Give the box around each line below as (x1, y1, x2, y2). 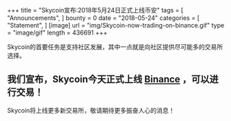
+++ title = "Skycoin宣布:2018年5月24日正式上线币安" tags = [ (7, 6, 184, 14)
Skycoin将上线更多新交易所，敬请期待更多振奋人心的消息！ (7, 106, 175, 114)
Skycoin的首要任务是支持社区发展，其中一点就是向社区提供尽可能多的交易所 (7, 43, 223, 50)
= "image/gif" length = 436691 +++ (7, 28, 108, 37)
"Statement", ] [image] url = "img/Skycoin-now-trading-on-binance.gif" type (7, 21, 225, 29)
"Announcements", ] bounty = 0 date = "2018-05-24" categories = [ (7, 14, 200, 22)
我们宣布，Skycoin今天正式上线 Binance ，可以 (7, 73, 210, 85)
